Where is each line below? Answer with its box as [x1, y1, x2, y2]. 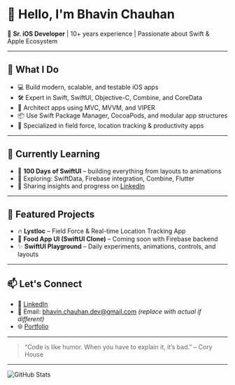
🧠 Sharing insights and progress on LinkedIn [17, 181, 145, 190]
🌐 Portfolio [17, 322, 49, 331]
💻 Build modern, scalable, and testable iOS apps [17, 83, 159, 91]
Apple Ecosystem [7, 36, 58, 45]
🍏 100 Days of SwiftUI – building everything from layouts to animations [17, 167, 222, 175]
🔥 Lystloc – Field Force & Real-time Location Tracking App [17, 227, 186, 235]
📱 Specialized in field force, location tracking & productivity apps [17, 121, 204, 129]
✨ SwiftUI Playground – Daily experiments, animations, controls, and [17, 242, 216, 251]
